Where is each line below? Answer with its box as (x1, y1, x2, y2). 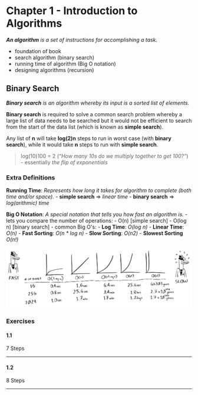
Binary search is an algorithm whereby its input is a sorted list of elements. (6, 99, 190, 106)
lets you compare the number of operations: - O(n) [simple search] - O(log (6, 217, 187, 224)
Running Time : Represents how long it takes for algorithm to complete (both (6, 187, 192, 194)
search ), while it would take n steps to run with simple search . (6, 141, 159, 148)
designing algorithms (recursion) (14, 66, 94, 73)
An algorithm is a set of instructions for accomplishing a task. (6, 36, 158, 43)
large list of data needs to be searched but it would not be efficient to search (6, 117, 192, 124)
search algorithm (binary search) (14, 54, 95, 61)
